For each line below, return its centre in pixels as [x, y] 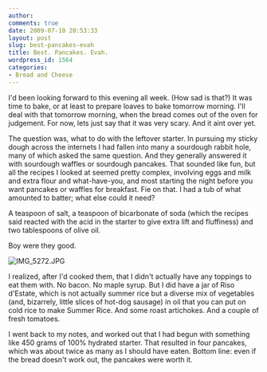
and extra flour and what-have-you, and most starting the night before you [131, 181]
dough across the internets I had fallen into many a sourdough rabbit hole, [130, 147]
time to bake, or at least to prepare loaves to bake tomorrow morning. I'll [127, 106]
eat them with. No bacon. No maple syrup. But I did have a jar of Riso [122, 284]
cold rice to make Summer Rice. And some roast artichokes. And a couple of [133, 310]
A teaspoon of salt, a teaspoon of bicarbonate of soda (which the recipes [128, 213]
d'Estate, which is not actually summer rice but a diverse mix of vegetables [132, 293]
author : [21, 16]
